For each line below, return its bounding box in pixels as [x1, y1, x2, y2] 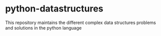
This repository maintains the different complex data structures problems [5, 19, 156, 25]
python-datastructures [5, 3, 104, 14]
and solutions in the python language [5, 24, 82, 30]
